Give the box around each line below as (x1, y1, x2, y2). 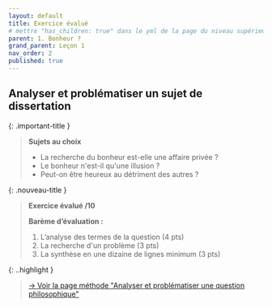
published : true (8, 57, 63, 65)
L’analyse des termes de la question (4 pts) (40, 232, 185, 242)
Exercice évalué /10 (28, 200, 96, 210)
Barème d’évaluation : (28, 216, 104, 226)
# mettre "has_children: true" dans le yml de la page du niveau (8, 27, 233, 35)
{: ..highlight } (8, 264, 54, 275)
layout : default (8, 11, 63, 20)
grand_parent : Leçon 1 (8, 42, 85, 50)
